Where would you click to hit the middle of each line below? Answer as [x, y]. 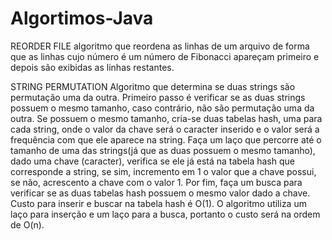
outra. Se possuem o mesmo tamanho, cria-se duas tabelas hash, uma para [166, 118]
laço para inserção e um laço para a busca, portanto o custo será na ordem [165, 214]
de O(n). [27, 224]
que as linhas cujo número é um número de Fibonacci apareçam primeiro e [165, 56]
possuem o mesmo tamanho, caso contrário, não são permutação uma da [162, 108]
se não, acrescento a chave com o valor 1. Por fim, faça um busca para [156, 182]
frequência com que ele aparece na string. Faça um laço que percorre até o [166, 139]
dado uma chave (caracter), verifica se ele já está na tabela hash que [152, 161]
